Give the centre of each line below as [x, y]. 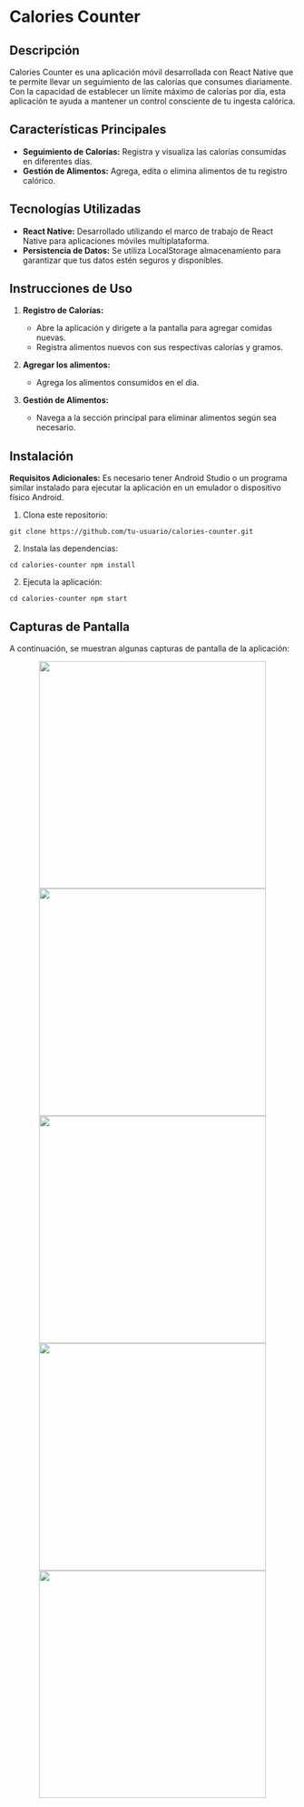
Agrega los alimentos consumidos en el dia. [118, 383]
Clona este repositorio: [65, 515]
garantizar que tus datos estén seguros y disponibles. [123, 260]
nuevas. [51, 337]
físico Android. [37, 497]
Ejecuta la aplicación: [62, 582]
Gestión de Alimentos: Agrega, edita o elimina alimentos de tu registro [155, 171]
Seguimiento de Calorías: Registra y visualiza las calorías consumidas [154, 151]
